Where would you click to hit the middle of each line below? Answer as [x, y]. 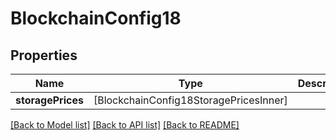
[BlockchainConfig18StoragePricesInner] [190, 100]
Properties [44, 55]
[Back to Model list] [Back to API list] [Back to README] [125, 125]
